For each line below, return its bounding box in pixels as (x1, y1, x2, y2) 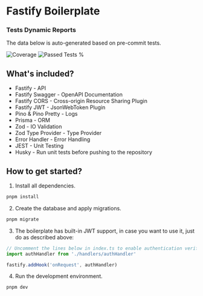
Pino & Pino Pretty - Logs (14, 110, 78, 118)
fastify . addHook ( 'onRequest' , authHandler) (6, 262, 118, 268)
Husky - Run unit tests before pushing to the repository (14, 149, 153, 156)
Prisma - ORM (14, 116, 50, 124)
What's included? (6, 68, 74, 79)
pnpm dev (6, 285, 28, 291)
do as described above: (14, 233, 74, 241)
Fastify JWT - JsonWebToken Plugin (14, 104, 106, 111)
